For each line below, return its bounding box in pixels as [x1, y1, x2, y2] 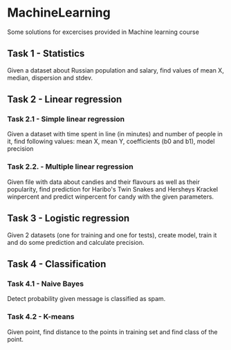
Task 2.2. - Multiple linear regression [7, 162, 133, 172]
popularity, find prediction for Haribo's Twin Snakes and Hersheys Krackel [7, 185, 219, 193]
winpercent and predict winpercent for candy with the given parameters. [7, 192, 214, 201]
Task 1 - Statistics [7, 48, 85, 59]
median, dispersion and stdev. [7, 73, 93, 82]
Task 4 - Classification [7, 258, 107, 270]
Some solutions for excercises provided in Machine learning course [7, 28, 199, 36]
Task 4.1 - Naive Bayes [7, 279, 84, 288]
